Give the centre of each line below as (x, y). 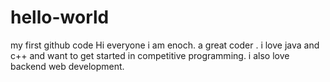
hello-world (60, 17)
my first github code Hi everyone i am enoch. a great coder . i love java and (165, 45)
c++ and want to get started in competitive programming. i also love (150, 55)
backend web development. (67, 66)
